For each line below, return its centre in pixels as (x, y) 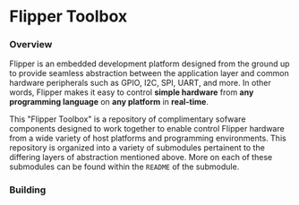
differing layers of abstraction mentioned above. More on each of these (141, 158)
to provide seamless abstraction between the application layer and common (149, 73)
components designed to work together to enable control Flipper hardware (147, 129)
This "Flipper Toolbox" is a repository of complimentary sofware (128, 119)
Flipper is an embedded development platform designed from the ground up (149, 64)
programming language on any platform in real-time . (109, 102)
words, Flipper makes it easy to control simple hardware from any (132, 92)
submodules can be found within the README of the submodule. (124, 167)
